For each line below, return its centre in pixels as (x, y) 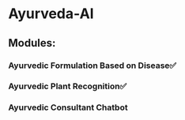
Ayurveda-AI (51, 14)
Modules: (32, 43)
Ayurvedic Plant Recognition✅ (68, 86)
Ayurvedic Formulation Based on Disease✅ (92, 66)
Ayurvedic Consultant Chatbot (68, 107)
